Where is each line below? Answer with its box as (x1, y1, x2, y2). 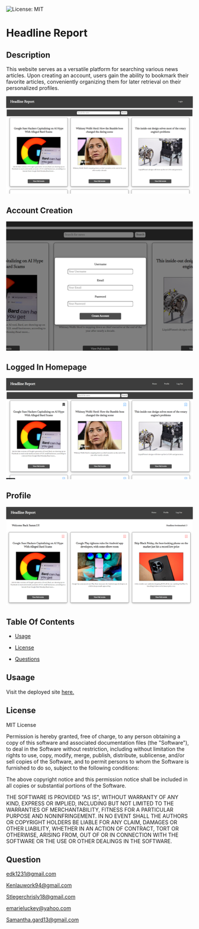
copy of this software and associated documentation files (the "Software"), (6, 739, 190, 746)
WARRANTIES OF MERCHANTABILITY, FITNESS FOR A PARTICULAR (6, 806, 174, 813)
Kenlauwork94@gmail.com (6, 882, 72, 889)
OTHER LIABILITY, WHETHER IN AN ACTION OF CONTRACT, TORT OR (6, 825, 179, 832)
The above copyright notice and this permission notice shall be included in (6, 776, 188, 783)
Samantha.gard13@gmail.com (6, 916, 79, 924)
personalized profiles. (6, 85, 59, 91)
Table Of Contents (6, 617, 75, 627)
